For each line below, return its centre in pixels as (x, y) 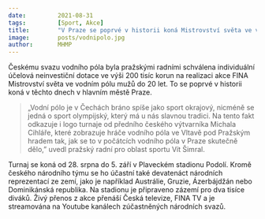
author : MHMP (40, 45)
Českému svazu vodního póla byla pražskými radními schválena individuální (131, 67)
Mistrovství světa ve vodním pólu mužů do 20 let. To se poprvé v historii (125, 84)
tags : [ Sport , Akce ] (56, 23)
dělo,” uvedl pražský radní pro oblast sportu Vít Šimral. (116, 150)
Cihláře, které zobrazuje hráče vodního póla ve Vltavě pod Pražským (139, 133)
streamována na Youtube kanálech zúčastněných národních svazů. (117, 206)
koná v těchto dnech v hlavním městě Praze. (80, 92)
